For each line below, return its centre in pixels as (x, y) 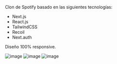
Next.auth (22, 37)
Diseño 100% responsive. (31, 47)
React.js (20, 22)
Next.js (19, 16)
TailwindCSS (25, 27)
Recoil (18, 32)
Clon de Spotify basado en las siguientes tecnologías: (59, 7)
